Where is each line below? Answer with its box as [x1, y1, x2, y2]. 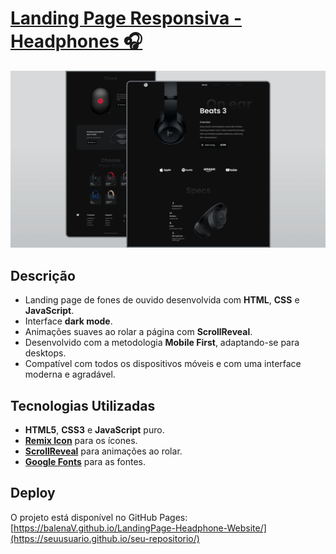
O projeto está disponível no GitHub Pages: [10, 511, 188, 523]
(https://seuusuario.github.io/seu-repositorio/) [10, 532, 200, 544]
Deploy [10, 485, 56, 502]
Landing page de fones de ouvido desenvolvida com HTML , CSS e [24, 294, 300, 306]
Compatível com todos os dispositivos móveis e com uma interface [24, 358, 302, 370]
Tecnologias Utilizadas [10, 397, 156, 414]
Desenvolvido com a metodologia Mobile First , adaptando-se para [24, 337, 300, 349]
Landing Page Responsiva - [10, 7, 242, 30]
